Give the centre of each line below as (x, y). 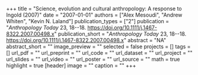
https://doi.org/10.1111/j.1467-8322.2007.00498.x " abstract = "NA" (86, 40)
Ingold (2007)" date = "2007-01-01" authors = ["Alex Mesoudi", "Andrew (94, 15)
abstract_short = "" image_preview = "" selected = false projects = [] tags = (98, 46)
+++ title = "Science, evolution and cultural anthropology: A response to (94, 9)
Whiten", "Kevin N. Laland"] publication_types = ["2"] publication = (88, 21)
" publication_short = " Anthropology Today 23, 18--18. (120, 34)
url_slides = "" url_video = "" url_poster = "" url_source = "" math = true (93, 59)
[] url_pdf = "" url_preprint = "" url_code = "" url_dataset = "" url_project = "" (99, 53)
